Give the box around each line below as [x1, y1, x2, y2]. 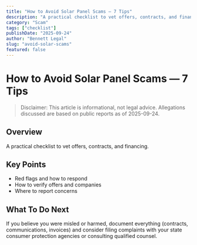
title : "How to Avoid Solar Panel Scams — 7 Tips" [6, 8, 133, 15]
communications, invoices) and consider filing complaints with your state [6, 226, 182, 233]
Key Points [6, 159, 46, 169]
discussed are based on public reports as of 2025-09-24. [20, 110, 160, 117]
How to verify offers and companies [14, 181, 101, 188]
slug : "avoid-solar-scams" [6, 42, 72, 47]
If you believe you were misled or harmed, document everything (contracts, [6, 220, 189, 227]
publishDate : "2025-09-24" [6, 30, 72, 36]
